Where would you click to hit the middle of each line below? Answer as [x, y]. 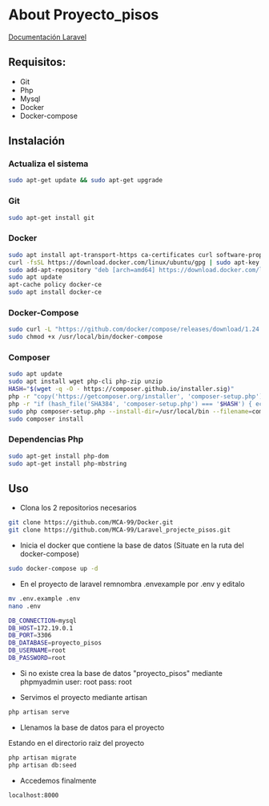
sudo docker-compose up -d [53, 569]
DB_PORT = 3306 [30, 636]
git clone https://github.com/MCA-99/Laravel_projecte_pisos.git [119, 530]
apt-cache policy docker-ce [55, 285]
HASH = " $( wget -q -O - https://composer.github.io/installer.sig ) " [121, 389]
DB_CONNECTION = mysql [43, 621]
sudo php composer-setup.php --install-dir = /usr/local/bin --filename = [130, 411]
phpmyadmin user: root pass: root [76, 682]
